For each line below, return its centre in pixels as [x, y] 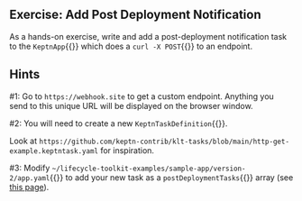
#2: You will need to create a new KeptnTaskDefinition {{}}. [119, 123]
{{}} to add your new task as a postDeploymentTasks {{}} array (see [171, 177]
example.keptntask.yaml [54, 151]
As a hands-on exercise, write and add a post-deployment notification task [148, 36]
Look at [23, 141]
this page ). [29, 187]
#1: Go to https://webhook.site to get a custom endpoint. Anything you [142, 96]
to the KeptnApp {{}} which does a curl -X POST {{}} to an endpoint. [131, 46]
